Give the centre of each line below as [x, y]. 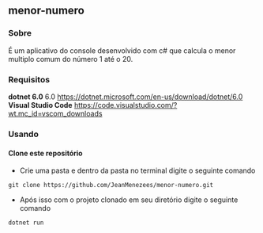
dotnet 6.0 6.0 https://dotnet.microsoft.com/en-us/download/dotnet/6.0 [126, 97]
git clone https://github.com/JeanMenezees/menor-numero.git [111, 185]
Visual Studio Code [40, 105]
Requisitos [29, 79]
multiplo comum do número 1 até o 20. [71, 59]
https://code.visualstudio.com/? [126, 105]
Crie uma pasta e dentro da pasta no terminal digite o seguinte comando [137, 170]
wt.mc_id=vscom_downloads [55, 113]
